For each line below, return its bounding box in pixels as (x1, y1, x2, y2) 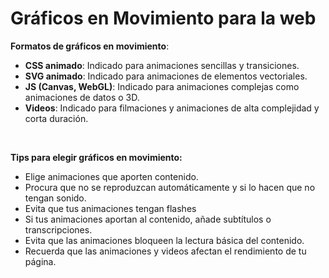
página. (24, 255, 57, 267)
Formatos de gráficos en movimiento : (10, 40, 170, 52)
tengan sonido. (24, 192, 87, 204)
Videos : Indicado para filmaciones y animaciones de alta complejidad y (24, 102, 320, 114)
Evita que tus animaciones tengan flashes (24, 202, 197, 214)
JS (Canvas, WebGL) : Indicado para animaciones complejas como (24, 80, 300, 92)
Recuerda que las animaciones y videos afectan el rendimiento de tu (24, 245, 307, 257)
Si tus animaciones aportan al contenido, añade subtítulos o (24, 213, 272, 225)
